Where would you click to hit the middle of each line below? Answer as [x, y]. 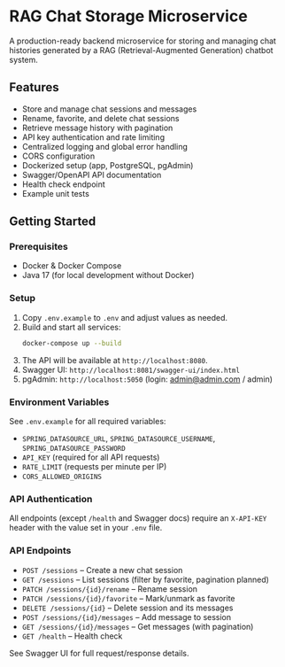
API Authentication [51, 499]
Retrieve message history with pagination [97, 128]
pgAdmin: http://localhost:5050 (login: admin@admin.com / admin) [147, 379]
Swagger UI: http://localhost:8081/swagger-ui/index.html [131, 369]
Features [34, 87]
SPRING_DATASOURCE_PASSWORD [73, 448]
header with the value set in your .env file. [86, 528]
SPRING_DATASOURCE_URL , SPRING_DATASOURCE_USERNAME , [119, 438]
